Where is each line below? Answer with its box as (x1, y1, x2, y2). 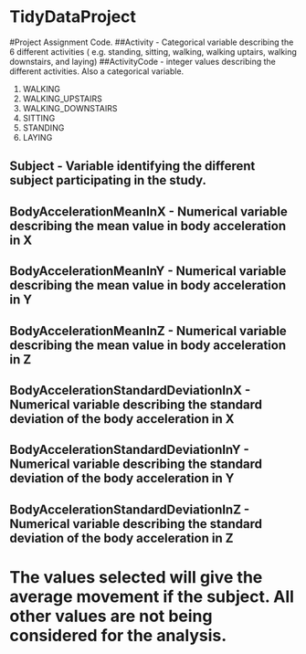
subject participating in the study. (9, 173, 207, 188)
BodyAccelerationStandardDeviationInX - (9, 382, 251, 398)
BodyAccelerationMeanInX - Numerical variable (9, 204, 288, 219)
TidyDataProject (9, 6, 137, 27)
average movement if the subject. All (9, 586, 295, 607)
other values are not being (9, 606, 213, 627)
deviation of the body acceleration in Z (9, 530, 234, 545)
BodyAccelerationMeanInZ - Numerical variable (9, 322, 288, 339)
